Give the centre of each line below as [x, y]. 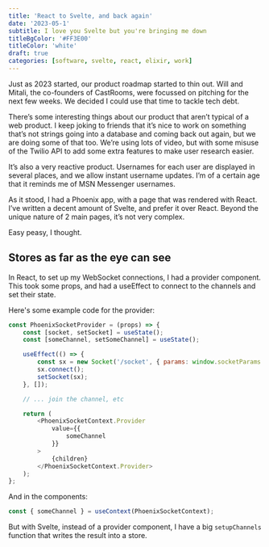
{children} [70, 459]
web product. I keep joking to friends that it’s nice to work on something [128, 125]
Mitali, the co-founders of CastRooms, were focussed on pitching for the [129, 92]
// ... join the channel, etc [74, 399]
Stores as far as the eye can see [90, 258]
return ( [37, 414]
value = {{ [66, 429]
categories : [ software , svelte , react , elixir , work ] [101, 61]
